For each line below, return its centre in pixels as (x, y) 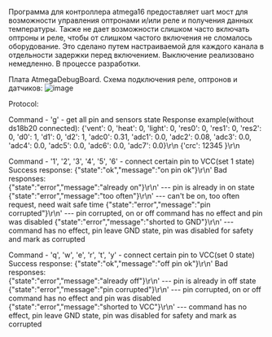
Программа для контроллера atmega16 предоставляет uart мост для (128, 12)
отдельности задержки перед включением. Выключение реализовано (132, 55)
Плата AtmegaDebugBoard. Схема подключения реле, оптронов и (123, 79)
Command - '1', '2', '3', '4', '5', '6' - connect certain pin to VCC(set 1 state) (132, 161)
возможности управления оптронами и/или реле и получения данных (131, 20)
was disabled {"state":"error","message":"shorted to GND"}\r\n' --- (121, 222)
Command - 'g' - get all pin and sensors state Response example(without (131, 120)
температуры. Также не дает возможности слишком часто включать (129, 29)
